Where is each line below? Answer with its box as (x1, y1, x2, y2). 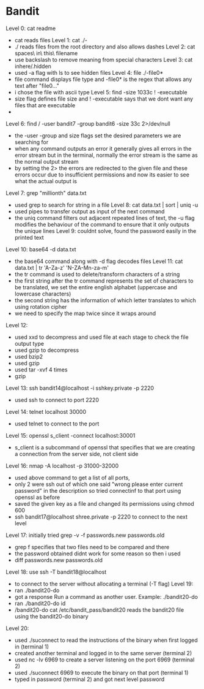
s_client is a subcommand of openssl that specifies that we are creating (14, 443, 195, 451)
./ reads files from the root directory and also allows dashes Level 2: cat (14, 43, 195, 50)
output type (14, 340, 44, 347)
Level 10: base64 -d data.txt (5, 245, 77, 253)
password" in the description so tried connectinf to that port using (14, 487, 181, 494)
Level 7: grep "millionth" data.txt (5, 189, 87, 197)
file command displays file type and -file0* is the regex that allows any (14, 75, 192, 83)
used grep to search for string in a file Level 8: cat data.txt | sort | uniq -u (14, 201, 199, 208)
